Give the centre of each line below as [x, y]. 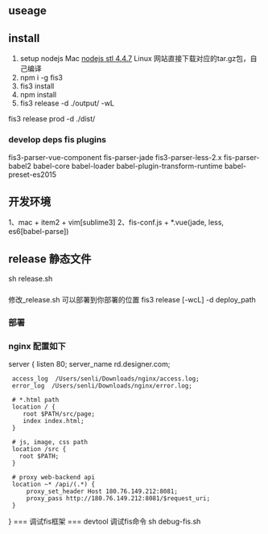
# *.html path [35, 400]
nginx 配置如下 [37, 346]
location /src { [39, 450]
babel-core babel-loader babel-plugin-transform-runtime [128, 166]
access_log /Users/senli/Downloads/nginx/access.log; [105, 379]
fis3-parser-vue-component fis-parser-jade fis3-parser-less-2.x [115, 157]
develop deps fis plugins [58, 140]
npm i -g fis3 [41, 78]
